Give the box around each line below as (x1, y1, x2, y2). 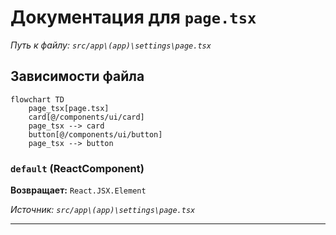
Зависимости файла (10, 68, 145, 85)
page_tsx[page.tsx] (28, 103, 110, 113)
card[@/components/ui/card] (28, 112, 145, 122)
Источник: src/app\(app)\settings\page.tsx (10, 204, 196, 216)
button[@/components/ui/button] (28, 129, 163, 140)
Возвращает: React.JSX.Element (10, 184, 147, 196)
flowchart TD (10, 94, 65, 105)
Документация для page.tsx (10, 6, 257, 29)
